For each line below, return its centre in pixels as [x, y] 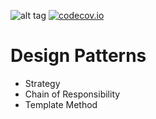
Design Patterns [78, 56]
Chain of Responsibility [72, 94]
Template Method [61, 104]
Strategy [42, 83]
